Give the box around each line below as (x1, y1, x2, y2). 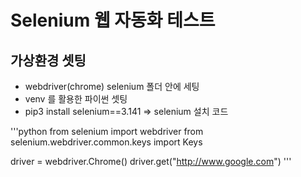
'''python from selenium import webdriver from (10, 126, 204, 137)
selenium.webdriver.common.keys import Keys (10, 136, 203, 148)
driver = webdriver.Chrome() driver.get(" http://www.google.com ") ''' (10, 156, 292, 167)
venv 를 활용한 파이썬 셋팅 (24, 93, 128, 105)
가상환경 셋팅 (10, 52, 87, 69)
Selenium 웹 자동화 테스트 (10, 9, 216, 32)
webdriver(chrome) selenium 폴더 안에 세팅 (24, 81, 200, 92)
